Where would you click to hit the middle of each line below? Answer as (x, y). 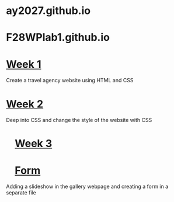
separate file (21, 193)
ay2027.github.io (48, 11)
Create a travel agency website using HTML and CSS (70, 81)
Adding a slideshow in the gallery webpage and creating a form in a (87, 187)
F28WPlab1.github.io (58, 38)
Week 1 (24, 64)
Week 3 (33, 144)
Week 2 (25, 104)
